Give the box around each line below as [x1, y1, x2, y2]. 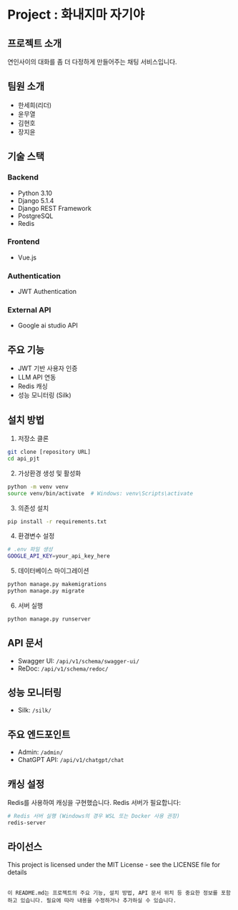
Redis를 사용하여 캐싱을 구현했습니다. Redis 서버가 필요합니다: [7, 798, 181, 807]
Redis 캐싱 [17, 382, 48, 390]
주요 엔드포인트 [7, 728, 71, 741]
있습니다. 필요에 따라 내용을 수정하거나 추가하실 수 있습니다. [20, 896, 177, 904]
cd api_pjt [7, 455, 40, 462]
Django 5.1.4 [17, 196, 54, 204]
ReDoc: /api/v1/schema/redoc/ [17, 664, 109, 673]
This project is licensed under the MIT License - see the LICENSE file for [7, 860, 220, 869]
